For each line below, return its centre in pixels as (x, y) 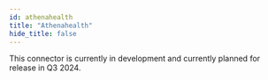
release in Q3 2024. (45, 68)
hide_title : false (43, 33)
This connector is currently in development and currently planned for (135, 59)
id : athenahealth (41, 17)
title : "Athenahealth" (51, 25)
